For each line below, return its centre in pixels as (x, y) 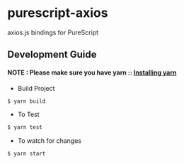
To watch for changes (49, 141)
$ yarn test (25, 127)
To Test (29, 115)
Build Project (36, 88)
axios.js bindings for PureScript (53, 32)
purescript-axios (58, 13)
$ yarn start (27, 154)
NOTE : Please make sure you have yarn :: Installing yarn (92, 72)
